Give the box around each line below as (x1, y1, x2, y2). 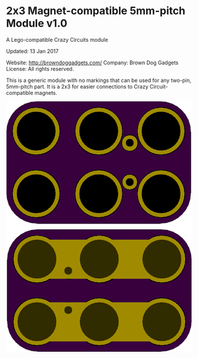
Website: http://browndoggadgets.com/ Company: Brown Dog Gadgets (6, 59, 179, 66)
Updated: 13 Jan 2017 (6, 47, 59, 54)
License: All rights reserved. (6, 65, 74, 72)
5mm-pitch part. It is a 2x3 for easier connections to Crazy (6, 83, 148, 90)
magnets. (34, 89, 58, 96)
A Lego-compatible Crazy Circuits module (6, 36, 108, 43)
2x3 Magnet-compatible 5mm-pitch (6, 4, 186, 18)
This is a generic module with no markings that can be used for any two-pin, (6, 77, 192, 84)
